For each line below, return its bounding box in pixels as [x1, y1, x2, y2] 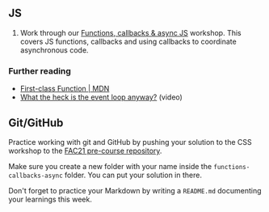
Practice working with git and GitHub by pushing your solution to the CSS [8, 137, 252, 146]
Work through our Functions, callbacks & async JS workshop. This [19, 28, 242, 37]
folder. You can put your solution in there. [64, 170, 202, 180]
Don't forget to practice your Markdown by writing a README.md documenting [8, 185, 262, 195]
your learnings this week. [8, 194, 93, 204]
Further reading [8, 65, 71, 76]
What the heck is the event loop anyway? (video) [19, 92, 183, 102]
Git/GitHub [8, 116, 64, 129]
